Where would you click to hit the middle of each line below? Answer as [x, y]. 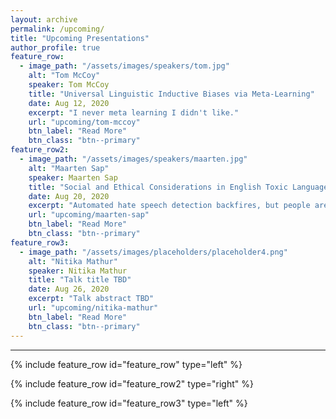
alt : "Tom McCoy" [64, 76]
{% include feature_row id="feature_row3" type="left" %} [129, 403]
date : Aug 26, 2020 [69, 289]
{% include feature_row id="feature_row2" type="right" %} [132, 383]
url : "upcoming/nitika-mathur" [93, 308]
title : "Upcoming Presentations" [80, 38]
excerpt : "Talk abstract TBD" [91, 299]
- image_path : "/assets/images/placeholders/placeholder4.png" [153, 252]
